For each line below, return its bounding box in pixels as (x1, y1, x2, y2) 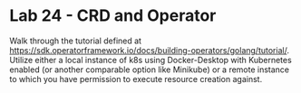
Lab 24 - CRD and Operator (9, 5, 217, 26)
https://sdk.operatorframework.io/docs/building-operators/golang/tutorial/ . (9, 44, 290, 55)
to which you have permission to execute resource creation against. (9, 73, 263, 84)
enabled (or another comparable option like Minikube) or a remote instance (9, 64, 290, 75)
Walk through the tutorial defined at (9, 35, 142, 46)
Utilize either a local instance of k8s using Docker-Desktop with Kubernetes (9, 54, 292, 65)
